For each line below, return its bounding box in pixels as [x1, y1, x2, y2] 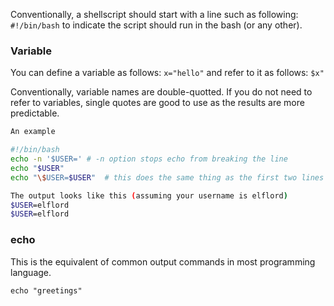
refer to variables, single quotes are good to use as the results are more [10, 97, 305, 109]
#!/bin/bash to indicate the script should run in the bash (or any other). [10, 19, 303, 31]
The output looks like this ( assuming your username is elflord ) [10, 190, 288, 201]
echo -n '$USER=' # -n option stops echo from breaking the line [10, 154, 288, 164]
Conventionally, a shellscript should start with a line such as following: [10, 9, 299, 20]
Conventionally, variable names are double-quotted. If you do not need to [10, 86, 313, 98]
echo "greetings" [10, 285, 83, 296]
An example [10, 127, 56, 137]
